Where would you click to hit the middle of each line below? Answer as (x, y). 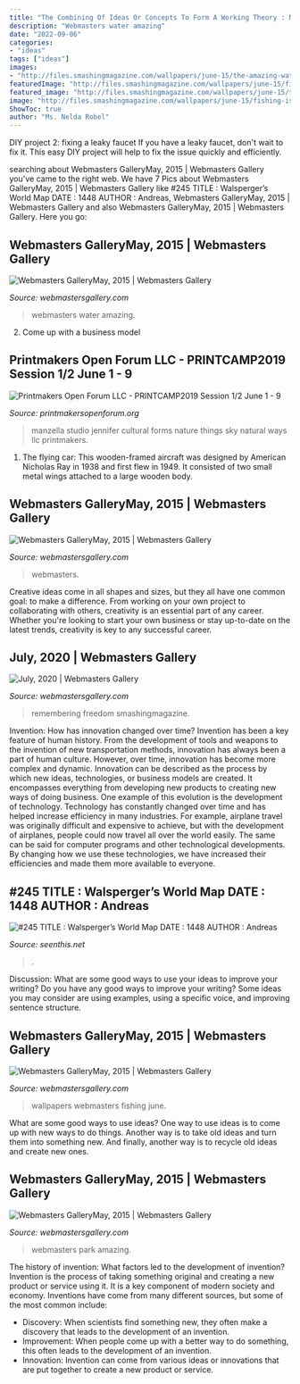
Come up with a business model (81, 332)
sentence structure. (46, 1008)
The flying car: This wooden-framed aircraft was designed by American (154, 457)
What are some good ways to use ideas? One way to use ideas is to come (145, 1123)
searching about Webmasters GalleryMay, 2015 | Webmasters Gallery (137, 170)
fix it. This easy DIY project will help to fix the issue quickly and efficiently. (146, 152)
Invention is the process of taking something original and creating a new (142, 1276)
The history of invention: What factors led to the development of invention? (147, 1267)
